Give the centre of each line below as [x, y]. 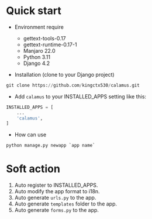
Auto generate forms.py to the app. [57, 210]
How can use [30, 135]
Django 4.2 [37, 63]
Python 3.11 [37, 57]
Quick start [34, 11]
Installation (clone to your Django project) [65, 74]
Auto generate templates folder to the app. [66, 204]
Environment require [39, 27]
